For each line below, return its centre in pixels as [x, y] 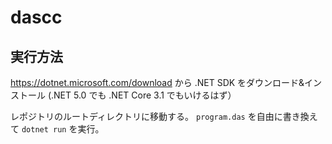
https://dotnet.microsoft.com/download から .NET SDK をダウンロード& [157, 82]
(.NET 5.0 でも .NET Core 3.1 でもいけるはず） [142, 95]
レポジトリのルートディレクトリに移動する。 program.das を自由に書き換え [164, 116]
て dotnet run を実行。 [57, 129]
